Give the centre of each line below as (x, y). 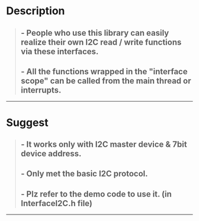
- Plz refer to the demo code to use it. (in (96, 194)
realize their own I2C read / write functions (101, 42)
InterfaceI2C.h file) (57, 203)
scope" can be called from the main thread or (106, 80)
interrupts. (41, 90)
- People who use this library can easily (95, 33)
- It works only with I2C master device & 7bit (104, 144)
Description (36, 11)
